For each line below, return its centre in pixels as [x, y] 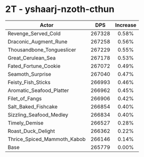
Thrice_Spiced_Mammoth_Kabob [47, 139]
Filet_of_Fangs [25, 98]
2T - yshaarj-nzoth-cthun [60, 9]
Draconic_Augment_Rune [38, 41]
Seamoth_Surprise [29, 74]
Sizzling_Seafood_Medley [38, 114]
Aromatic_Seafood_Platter [38, 90]
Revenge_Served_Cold [34, 33]
